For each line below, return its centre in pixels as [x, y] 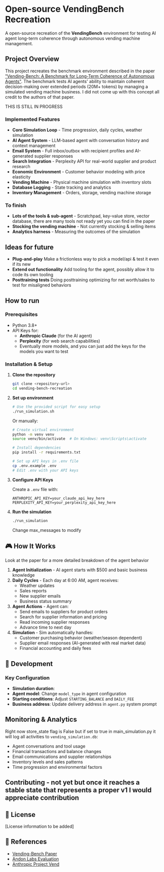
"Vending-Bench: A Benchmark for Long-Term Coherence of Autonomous [80, 76]
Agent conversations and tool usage [49, 746]
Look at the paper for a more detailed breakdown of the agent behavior [77, 560]
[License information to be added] [40, 826]
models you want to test [44, 351]
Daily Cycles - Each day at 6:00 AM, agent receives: [65, 581]
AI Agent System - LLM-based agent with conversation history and [80, 141]
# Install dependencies [37, 448]
